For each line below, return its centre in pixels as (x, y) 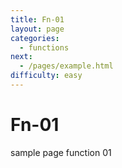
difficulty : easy (46, 76)
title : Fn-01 (37, 19)
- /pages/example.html (66, 66)
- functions (44, 47)
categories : (35, 38)
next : (21, 57)
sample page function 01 (61, 152)
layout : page (37, 29)
